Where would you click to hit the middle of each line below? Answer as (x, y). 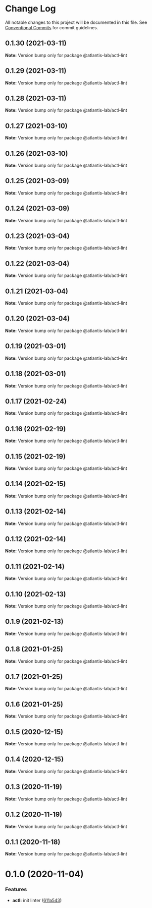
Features (16, 890)
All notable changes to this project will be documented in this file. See (76, 22)
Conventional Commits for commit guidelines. (51, 27)
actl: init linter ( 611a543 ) (37, 900)
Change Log (30, 9)
